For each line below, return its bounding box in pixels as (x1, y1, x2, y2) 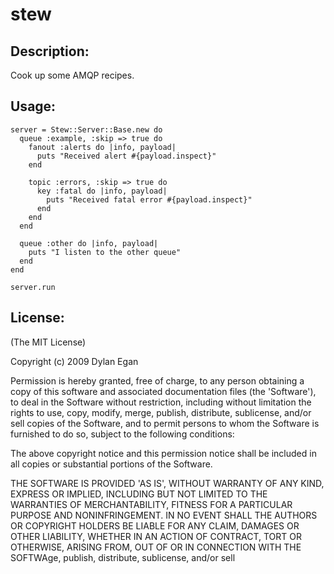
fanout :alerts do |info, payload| (28, 142, 177, 152)
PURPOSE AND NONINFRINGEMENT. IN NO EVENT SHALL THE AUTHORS (10, 509, 318, 521)
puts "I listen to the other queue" (28, 247, 182, 257)
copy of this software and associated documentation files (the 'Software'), (10, 385, 317, 397)
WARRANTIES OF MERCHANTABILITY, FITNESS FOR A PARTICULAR (10, 498, 293, 510)
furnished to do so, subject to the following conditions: (10, 428, 235, 440)
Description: (10, 43, 90, 60)
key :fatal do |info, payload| (36, 186, 168, 196)
